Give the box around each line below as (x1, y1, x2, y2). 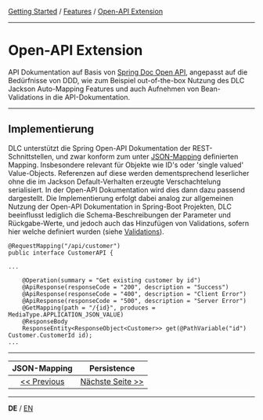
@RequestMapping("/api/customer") (8, 242, 121, 250)
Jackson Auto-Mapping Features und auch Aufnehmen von (8, 84, 200, 93)
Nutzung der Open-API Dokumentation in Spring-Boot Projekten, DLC (8, 202, 232, 211)
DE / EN (8, 404, 34, 413)
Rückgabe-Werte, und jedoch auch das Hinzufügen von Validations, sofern (8, 218, 249, 228)
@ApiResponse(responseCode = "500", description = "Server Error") (22, 297, 247, 305)
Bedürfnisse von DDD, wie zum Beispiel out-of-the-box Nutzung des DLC (8, 75, 245, 85)
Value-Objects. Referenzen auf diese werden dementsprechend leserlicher (8, 168, 250, 177)
